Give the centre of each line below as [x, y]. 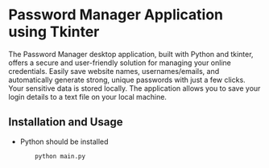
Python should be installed [64, 141]
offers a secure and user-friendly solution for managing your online [120, 63]
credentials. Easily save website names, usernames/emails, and [114, 71]
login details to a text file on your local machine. [88, 96]
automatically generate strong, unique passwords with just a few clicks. [127, 80]
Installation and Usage [66, 122]
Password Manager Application [116, 15]
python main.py [60, 156]
